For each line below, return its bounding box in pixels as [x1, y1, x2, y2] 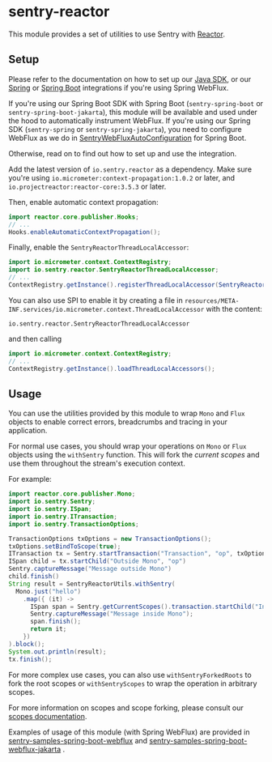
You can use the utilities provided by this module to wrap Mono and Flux [8, 408, 245, 419]
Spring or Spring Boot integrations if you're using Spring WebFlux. [8, 83, 229, 92]
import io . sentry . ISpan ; [8, 505, 92, 513]
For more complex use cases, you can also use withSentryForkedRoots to [8, 670, 253, 679]
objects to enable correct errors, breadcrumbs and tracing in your [8, 417, 228, 427]
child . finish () [8, 573, 60, 581]
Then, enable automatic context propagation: [8, 197, 159, 206]
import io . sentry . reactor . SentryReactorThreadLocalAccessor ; [8, 266, 219, 274]
